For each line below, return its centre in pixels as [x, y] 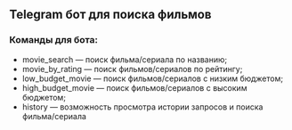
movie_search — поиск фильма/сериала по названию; [125, 59]
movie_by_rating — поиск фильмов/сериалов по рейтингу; [132, 69]
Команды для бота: [54, 40]
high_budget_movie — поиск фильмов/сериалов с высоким [134, 87]
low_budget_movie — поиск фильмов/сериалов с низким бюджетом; [152, 78]
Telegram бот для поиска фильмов [110, 15]
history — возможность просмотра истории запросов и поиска [142, 107]
